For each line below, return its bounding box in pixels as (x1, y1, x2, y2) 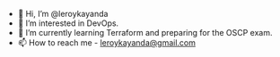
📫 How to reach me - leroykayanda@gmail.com (17, 37, 196, 48)
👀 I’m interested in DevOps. (17, 18, 119, 28)
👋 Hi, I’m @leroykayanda (17, 9, 109, 19)
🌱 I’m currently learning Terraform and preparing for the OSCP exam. (17, 28, 273, 37)
